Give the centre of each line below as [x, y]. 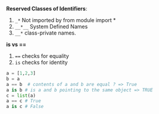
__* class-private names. [45, 33]
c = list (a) [21, 95]
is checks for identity [41, 62]
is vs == [16, 44]
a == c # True [24, 101]
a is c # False [25, 107]
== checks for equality [42, 56]
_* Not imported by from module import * [65, 20]
